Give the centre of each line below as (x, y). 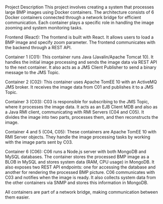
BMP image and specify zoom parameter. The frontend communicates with (80, 42)
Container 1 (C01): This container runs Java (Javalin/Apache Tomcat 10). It (79, 57)
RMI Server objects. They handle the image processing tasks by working (78, 137)
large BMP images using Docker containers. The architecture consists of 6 (80, 12)
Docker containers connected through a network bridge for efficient (73, 17)
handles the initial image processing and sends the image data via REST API (81, 62)
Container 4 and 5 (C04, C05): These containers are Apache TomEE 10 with (81, 132)
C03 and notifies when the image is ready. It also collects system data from (81, 177)
